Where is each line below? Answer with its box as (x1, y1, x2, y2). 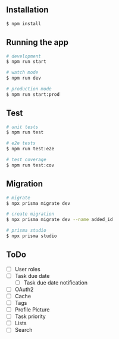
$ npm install (6, 20, 42, 26)
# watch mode (6, 69, 39, 75)
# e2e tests (6, 140, 36, 146)
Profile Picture (14, 306, 50, 313)
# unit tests (6, 124, 39, 130)
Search (14, 326, 33, 334)
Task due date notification (23, 279, 88, 286)
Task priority (14, 313, 46, 320)
